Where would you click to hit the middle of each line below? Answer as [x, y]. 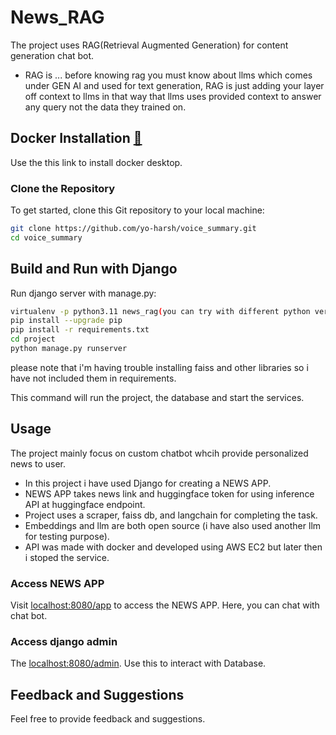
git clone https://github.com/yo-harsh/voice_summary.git [133, 229]
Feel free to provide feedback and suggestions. [108, 719]
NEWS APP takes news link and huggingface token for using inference [169, 493]
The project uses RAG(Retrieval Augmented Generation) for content [149, 45]
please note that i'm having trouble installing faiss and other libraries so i [159, 367]
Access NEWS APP [57, 583]
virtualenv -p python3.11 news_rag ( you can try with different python [160, 311]
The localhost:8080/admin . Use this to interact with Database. [138, 663]
